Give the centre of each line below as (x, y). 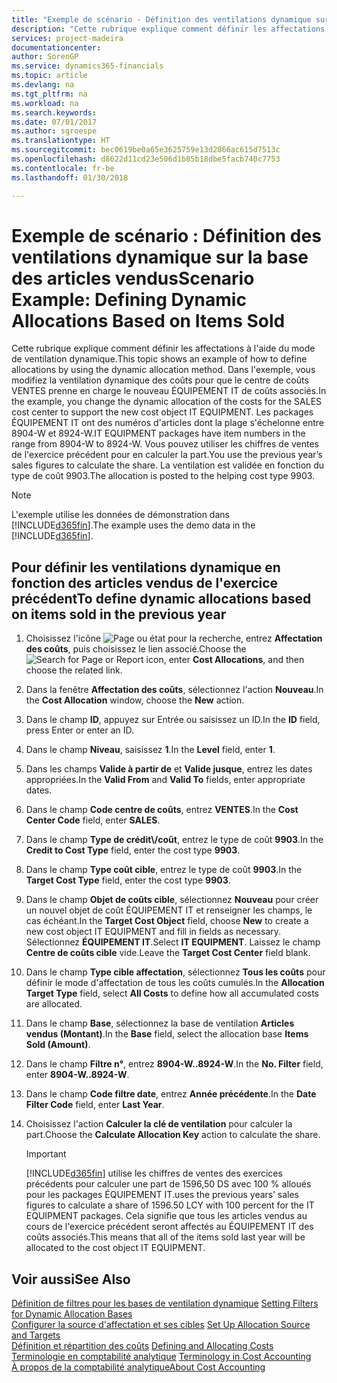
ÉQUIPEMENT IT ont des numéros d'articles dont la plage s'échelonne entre (168, 423)
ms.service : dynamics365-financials (87, 66)
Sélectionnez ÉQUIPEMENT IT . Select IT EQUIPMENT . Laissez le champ (173, 942)
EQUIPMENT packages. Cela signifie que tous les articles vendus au (166, 1216)
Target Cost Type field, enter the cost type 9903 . (128, 880)
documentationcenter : (56, 47)
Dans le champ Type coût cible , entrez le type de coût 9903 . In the (164, 870)
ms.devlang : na (43, 85)
